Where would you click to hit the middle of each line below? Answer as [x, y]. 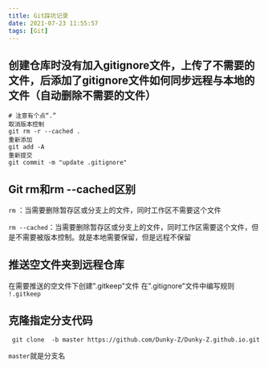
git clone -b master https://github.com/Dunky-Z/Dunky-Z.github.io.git [136, 339]
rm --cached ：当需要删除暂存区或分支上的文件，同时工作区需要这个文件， [130, 227]
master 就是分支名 [37, 355]
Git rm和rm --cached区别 [72, 189]
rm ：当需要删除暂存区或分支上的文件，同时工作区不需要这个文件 [115, 210]
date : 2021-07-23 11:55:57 [53, 23]
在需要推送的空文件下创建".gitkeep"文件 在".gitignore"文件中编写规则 [122, 285]
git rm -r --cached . [45, 132]
